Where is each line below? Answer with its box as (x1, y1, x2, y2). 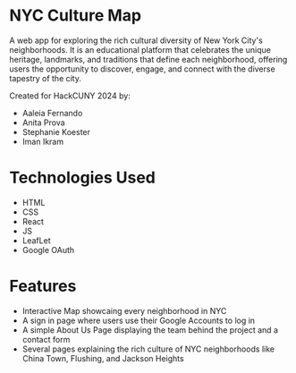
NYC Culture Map (9, 5, 141, 26)
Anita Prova (21, 117, 65, 128)
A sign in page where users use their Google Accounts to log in (21, 315, 256, 326)
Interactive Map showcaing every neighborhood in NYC (21, 305, 227, 316)
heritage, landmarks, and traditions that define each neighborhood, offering (9, 54, 288, 64)
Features (9, 276, 77, 296)
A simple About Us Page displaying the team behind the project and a (21, 324, 279, 335)
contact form (21, 334, 71, 344)
